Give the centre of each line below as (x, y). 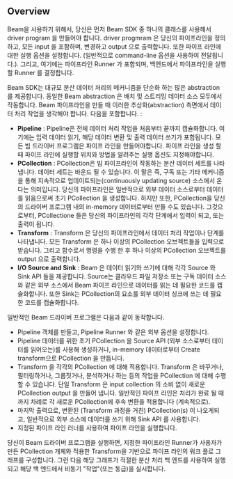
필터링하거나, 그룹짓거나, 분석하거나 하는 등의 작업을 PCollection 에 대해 (115, 375)
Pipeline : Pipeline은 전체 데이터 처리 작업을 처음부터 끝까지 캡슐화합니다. (117, 128)
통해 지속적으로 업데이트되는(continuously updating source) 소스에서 (120, 180)
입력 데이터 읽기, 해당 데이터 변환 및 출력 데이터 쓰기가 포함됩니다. (125, 137)
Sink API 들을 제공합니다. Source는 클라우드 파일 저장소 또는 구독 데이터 (115, 276)
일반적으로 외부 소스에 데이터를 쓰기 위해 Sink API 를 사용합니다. (113, 419)
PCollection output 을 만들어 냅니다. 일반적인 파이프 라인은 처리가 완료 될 (117, 393)
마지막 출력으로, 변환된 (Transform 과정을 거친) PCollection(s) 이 (106, 410)
